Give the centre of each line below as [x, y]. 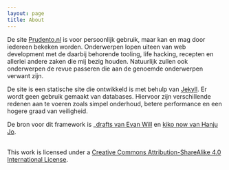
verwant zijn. [25, 75]
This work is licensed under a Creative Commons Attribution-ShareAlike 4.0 [114, 152]
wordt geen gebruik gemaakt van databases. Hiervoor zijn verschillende [109, 96]
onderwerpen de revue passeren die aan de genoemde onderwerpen [105, 69]
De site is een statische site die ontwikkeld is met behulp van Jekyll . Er [107, 89]
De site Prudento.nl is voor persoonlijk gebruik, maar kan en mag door [106, 39]
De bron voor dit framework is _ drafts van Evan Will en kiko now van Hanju [113, 124]
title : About [26, 20]
